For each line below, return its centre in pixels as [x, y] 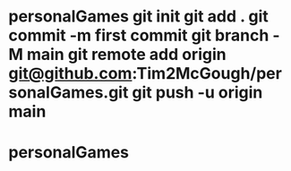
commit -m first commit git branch [139, 35]
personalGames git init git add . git [139, 17]
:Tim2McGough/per [207, 74]
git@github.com [70, 74]
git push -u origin [197, 93]
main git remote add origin [126, 55]
